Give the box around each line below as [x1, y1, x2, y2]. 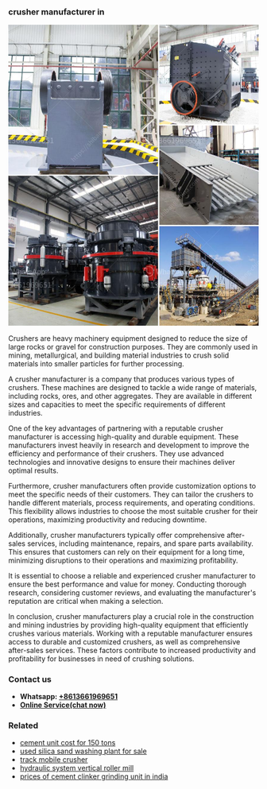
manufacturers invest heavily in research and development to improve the [8, 440, 250, 450]
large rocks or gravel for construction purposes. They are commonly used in [8, 342, 258, 351]
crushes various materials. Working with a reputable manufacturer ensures [8, 628, 253, 638]
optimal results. [8, 466, 59, 475]
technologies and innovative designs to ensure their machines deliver [8, 457, 236, 466]
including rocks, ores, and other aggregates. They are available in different [8, 391, 253, 400]
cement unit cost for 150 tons [19, 738, 116, 748]
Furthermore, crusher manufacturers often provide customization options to [8, 481, 257, 490]
